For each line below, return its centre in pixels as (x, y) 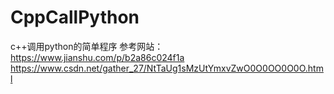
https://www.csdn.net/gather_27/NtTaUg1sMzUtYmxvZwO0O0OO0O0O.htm (167, 68)
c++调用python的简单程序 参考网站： (87, 46)
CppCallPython (75, 17)
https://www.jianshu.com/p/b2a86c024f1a (97, 57)
